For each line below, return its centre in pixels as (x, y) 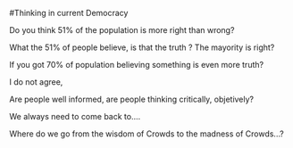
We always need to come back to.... (75, 116)
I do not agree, (36, 82)
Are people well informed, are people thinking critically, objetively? (132, 99)
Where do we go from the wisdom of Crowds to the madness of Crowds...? (146, 134)
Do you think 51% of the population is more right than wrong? (122, 30)
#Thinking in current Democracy (69, 13)
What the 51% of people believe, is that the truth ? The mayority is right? (142, 47)
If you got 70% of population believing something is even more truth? (137, 65)
